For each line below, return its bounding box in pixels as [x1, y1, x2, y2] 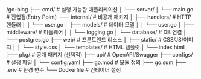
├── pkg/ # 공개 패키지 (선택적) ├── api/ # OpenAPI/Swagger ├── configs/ [6, 51, 193, 58]
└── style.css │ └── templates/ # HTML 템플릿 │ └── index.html [22, 43, 185, 51]
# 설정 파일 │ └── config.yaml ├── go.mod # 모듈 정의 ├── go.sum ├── [6, 58, 187, 66]
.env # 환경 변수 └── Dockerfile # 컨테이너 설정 [6, 66, 121, 73]
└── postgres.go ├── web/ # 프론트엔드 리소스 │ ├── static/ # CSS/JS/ [6, 36, 184, 43]
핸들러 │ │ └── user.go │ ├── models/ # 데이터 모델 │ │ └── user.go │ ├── [6, 21, 195, 28]
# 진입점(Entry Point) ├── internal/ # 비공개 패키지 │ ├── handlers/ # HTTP [6, 13, 192, 21]
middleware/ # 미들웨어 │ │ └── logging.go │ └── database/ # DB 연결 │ [6, 28, 187, 36]
